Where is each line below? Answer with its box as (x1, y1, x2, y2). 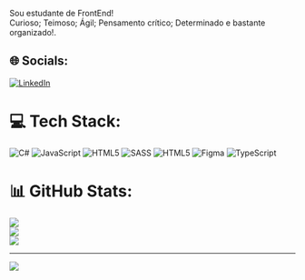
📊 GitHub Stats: (9, 181, 133, 201)
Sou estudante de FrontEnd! (9, 8, 114, 18)
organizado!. (9, 27, 57, 37)
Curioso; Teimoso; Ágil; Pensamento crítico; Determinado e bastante (9, 17, 266, 28)
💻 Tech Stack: (9, 111, 122, 131)
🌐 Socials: (9, 54, 69, 69)
